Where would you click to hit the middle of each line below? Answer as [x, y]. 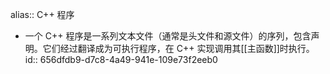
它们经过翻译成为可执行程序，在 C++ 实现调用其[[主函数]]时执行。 [178, 48]
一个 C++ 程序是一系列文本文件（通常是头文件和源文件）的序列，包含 [168, 36]
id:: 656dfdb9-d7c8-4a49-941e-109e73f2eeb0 [121, 59]
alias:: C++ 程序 [42, 14]
